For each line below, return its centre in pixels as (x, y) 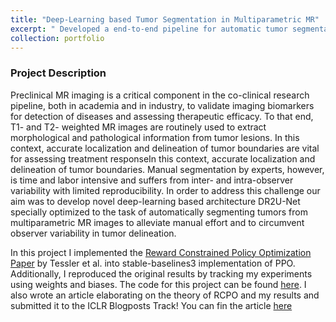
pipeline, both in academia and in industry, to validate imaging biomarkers (162, 105)
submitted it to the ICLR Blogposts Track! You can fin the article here (151, 305)
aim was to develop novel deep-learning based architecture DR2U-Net (155, 201)
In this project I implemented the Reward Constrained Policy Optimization (161, 252)
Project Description (58, 73)
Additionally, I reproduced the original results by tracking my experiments (161, 273)
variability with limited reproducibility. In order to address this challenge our (165, 190)
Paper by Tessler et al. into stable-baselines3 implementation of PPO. (153, 263)
